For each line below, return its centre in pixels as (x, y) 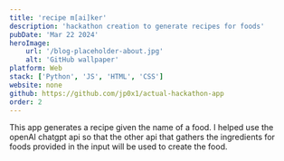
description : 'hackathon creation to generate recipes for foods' (137, 26)
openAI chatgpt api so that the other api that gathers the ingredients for (142, 137)
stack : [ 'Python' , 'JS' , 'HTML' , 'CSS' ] (87, 77)
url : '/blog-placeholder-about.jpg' (95, 52)
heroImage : (30, 43)
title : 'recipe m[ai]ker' (58, 18)
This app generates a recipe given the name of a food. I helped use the (142, 128)
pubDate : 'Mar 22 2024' (54, 34)
